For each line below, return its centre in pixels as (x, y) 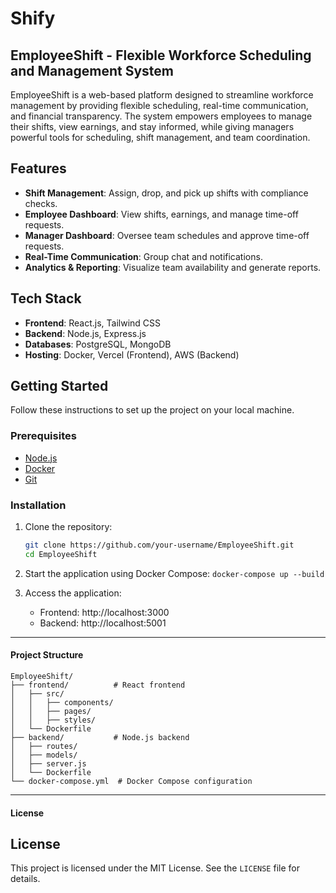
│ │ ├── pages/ (51, 711)
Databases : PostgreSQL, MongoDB (98, 344)
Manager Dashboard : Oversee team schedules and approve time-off (167, 235)
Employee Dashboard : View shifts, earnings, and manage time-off (161, 214)
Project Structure (47, 655)
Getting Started (59, 386)
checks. (41, 203)
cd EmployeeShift (61, 554)
